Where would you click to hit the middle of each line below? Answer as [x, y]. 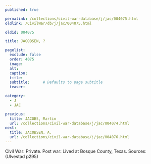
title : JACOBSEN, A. [31, 133]
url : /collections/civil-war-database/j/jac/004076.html [70, 137]
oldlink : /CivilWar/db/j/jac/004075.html [49, 23]
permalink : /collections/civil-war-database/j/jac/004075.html [72, 19]
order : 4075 [22, 59]
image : [16, 64]
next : [11, 128]
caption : [19, 73]
